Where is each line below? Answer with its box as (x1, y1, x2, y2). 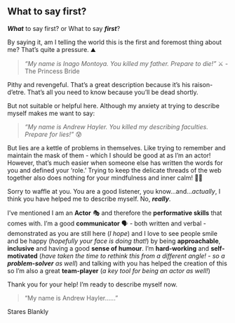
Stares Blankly (7, 307, 49, 315)
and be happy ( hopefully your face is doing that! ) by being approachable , (7, 237, 221, 245)
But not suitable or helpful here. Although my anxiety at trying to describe (7, 101, 220, 110)
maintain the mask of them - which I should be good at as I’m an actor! (7, 151, 211, 159)
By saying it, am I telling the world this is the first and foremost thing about (7, 38, 222, 46)
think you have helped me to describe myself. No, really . (7, 195, 171, 203)
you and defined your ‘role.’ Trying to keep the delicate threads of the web (7, 166, 222, 174)
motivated (7, 251, 38, 260)
